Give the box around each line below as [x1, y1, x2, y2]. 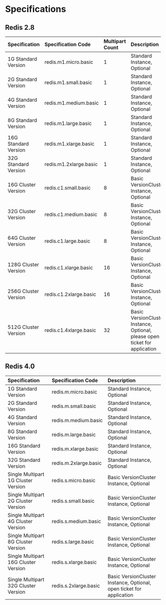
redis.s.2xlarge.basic [51, 582, 100, 589]
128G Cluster [7, 261, 40, 268]
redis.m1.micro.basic [44, 58, 93, 65]
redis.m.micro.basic [51, 388, 97, 395]
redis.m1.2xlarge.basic [44, 161, 98, 167]
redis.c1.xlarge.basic [44, 264, 93, 271]
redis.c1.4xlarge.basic [44, 327, 96, 333]
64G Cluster [7, 234, 36, 241]
